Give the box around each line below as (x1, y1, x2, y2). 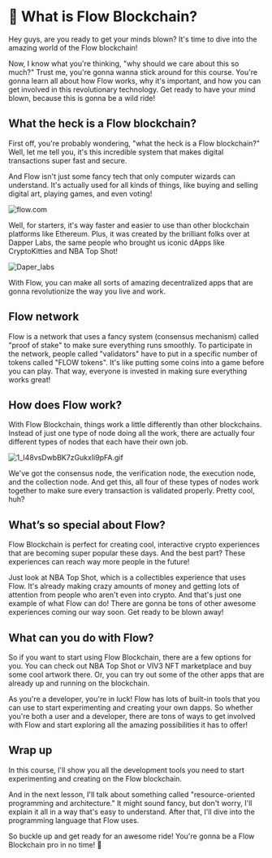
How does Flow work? (8, 398, 123, 412)
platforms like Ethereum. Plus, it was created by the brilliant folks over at (8, 229, 250, 238)
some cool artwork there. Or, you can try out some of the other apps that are (8, 670, 265, 679)
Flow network (8, 310, 80, 324)
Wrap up (8, 743, 53, 757)
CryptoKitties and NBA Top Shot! (8, 246, 119, 255)
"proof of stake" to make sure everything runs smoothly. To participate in (8, 340, 253, 350)
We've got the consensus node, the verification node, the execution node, (8, 468, 256, 478)
